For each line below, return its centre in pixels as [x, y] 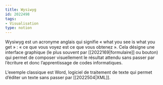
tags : [11, 19]
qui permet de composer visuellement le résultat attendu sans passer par [80, 57]
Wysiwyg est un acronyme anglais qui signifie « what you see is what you [80, 42]
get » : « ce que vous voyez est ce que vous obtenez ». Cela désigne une [80, 47]
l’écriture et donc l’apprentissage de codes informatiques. [64, 63]
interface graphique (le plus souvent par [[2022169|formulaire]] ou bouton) [82, 53]
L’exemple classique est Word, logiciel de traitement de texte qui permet [79, 72]
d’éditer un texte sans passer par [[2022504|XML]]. [58, 78]
